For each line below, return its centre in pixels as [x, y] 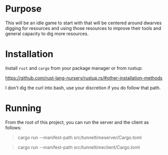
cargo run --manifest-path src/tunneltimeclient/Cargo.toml [79, 147]
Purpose [24, 9]
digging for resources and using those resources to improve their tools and [83, 28]
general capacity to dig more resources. [47, 33]
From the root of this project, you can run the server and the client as [77, 122]
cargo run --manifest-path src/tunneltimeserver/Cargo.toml [79, 137]
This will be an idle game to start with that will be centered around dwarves [83, 23]
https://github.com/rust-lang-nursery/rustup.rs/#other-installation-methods [84, 78]
